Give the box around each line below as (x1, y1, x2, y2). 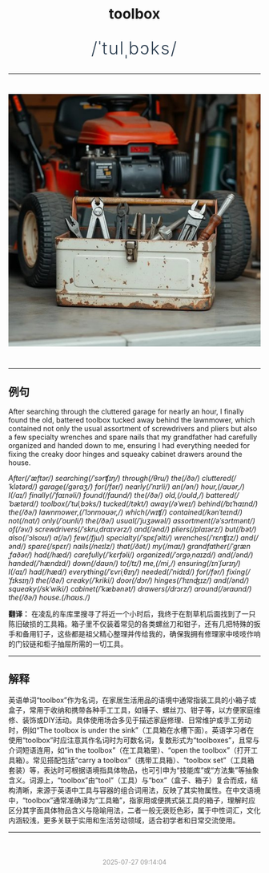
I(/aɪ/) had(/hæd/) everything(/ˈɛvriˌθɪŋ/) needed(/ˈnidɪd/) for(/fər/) (8, 567, 226, 576)
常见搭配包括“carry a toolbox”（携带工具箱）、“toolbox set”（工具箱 (32, 755, 255, 765)
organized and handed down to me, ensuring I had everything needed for (8, 441, 251, 450)
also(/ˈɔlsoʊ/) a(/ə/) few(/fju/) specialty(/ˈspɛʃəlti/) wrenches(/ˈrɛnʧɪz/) (8, 533, 239, 542)
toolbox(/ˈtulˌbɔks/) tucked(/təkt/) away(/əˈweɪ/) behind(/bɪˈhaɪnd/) (40, 499, 259, 508)
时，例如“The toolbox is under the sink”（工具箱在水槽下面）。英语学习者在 (8, 725, 255, 734)
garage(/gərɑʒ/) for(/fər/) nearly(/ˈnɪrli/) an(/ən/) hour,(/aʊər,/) (38, 482, 246, 491)
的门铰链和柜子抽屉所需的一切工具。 (8, 639, 128, 649)
